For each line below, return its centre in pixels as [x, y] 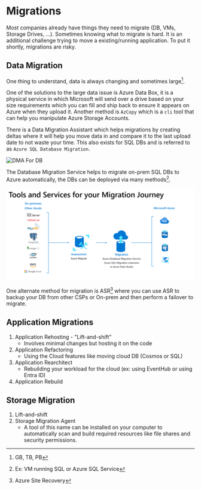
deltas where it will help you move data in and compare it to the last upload [98, 136]
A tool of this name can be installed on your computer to [93, 428]
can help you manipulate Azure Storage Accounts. [68, 118]
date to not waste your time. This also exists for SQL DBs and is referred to [98, 143]
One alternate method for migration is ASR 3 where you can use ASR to [93, 290]
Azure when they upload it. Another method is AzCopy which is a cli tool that [100, 112]
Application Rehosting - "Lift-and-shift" [63, 336]
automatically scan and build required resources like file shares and [107, 434]
